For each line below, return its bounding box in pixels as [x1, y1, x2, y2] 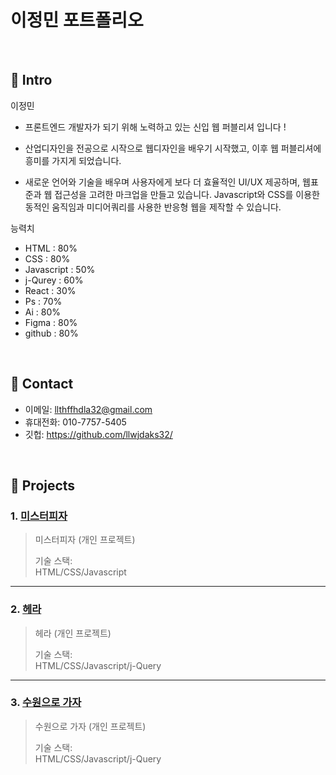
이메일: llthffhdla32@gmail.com [24, 403, 153, 415]
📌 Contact [10, 376, 74, 393]
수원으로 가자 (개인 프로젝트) [34, 720, 147, 732]
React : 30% [24, 284, 77, 296]
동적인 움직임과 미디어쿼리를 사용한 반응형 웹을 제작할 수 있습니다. [24, 201, 282, 213]
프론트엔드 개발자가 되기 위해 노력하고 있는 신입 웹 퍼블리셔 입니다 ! [24, 121, 287, 133]
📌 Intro [10, 72, 53, 89]
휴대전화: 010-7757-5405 [24, 416, 127, 428]
